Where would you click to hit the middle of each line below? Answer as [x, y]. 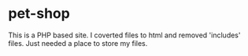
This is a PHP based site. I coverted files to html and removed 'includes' [124, 35]
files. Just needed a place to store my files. [78, 43]
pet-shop [39, 14]
